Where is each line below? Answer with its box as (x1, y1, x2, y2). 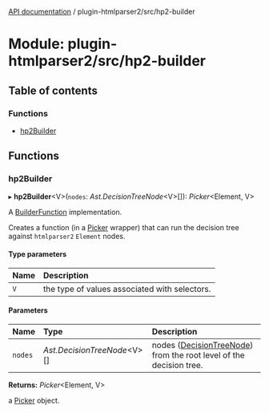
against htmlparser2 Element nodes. (8, 231, 126, 241)
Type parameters (8, 249, 67, 259)
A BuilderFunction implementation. (8, 207, 122, 217)
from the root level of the (151, 349, 246, 360)
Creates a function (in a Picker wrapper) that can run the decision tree (8, 222, 239, 232)
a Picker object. (8, 395, 60, 405)
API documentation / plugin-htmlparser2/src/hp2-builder (8, 7, 195, 16)
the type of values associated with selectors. (42, 283, 211, 294)
